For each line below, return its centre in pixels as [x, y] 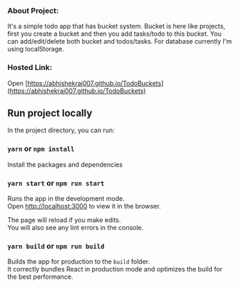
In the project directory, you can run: [61, 130]
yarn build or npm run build [56, 246]
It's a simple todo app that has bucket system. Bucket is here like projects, [117, 26]
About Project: [33, 11]
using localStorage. [36, 49]
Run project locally [50, 113]
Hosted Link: [30, 68]
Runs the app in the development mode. [66, 198]
